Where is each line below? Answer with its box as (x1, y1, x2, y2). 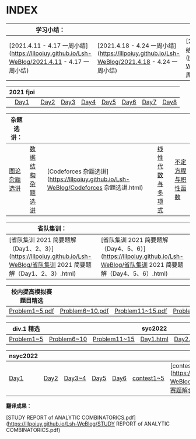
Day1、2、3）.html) (20, 269, 76, 277)
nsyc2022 (9, 352, 38, 360)
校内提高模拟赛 (10, 287, 52, 296)
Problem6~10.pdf (60, 307, 109, 315)
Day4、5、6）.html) (113, 269, 168, 277)
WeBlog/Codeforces (47, 183, 103, 191)
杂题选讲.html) (104, 183, 143, 191)
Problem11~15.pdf (114, 307, 167, 315)
